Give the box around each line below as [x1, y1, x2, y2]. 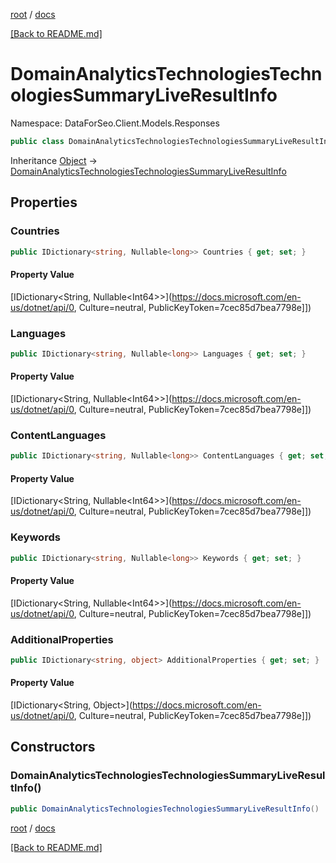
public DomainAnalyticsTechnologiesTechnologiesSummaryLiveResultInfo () [10, 804, 320, 814]
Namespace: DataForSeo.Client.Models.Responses [10, 117, 220, 129]
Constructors [10, 739, 96, 756]
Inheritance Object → [10, 154, 98, 166]
